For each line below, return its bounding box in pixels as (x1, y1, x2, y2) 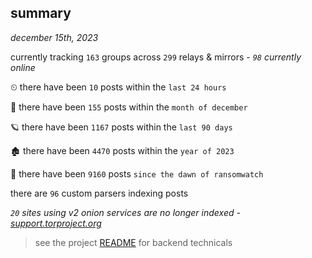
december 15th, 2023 (10, 31, 99, 43)
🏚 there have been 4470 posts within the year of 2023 (10, 144, 235, 156)
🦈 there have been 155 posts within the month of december (10, 101, 248, 113)
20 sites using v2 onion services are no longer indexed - (10, 206, 241, 218)
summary (10, 5, 72, 22)
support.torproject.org (10, 217, 102, 229)
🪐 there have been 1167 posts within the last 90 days (10, 121, 233, 133)
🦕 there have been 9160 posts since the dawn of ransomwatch (10, 167, 264, 180)
